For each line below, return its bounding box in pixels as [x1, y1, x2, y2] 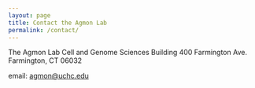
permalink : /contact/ [8, 26, 79, 34]
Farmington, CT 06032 [8, 56, 83, 65]
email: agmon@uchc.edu [8, 71, 89, 81]
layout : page [8, 11, 51, 20]
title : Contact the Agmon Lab [8, 19, 108, 27]
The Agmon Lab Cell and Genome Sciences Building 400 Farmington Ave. [8, 48, 248, 57]
